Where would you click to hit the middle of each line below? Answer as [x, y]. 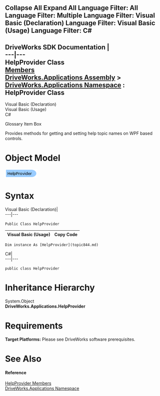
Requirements [34, 326]
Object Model [33, 158]
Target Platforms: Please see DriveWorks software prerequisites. [70, 339]
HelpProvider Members [28, 383]
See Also [23, 359]
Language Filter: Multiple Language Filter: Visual [80, 16]
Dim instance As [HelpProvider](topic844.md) [52, 245]
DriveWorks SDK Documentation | [57, 47]
